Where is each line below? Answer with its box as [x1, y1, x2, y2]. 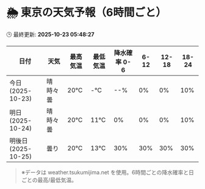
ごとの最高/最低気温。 [21, 176, 77, 184]
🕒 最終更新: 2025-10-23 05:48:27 [6, 30, 95, 38]
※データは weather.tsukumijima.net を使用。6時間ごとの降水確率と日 [21, 168, 194, 176]
